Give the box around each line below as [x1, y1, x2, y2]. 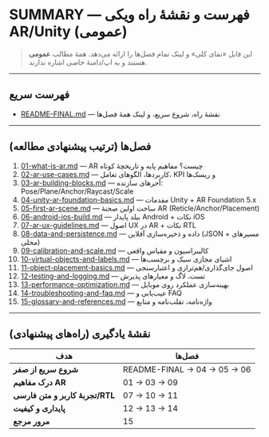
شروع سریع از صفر [13, 364, 79, 376]
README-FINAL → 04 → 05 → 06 [123, 364, 251, 376]
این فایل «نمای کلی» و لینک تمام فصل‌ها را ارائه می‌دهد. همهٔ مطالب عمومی [28, 49, 253, 58]
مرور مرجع [13, 416, 50, 427]
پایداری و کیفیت [13, 403, 66, 414]
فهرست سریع [9, 88, 70, 101]
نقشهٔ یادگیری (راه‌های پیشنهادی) [9, 327, 151, 341]
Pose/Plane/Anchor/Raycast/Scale [20, 186, 134, 196]
